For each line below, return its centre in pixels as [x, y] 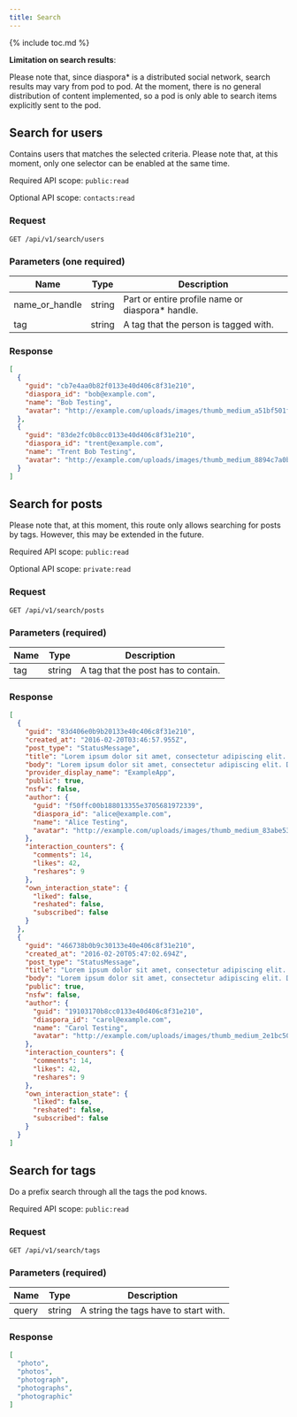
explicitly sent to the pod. [55, 105]
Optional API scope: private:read [70, 569]
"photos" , [35, 1372]
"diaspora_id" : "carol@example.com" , [102, 1020]
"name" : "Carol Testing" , [80, 1028]
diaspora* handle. [161, 311]
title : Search [35, 17]
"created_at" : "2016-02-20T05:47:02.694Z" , [107, 954]
